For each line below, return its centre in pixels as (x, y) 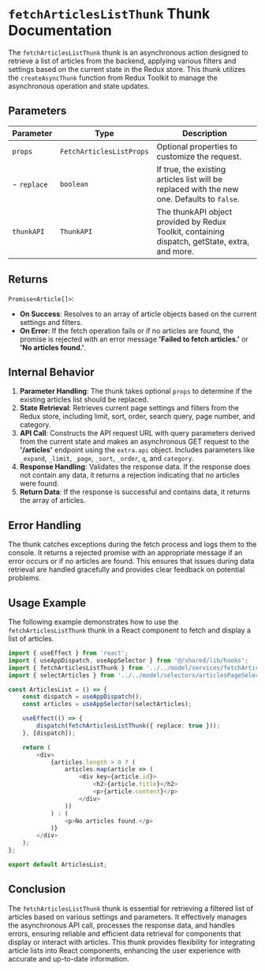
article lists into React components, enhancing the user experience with (125, 950)
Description (205, 133)
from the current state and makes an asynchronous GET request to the (134, 442)
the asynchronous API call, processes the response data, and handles (121, 925)
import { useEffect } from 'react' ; (68, 653)
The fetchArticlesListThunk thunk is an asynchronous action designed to (128, 52)
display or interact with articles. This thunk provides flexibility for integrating (132, 942)
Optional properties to (197, 146)
